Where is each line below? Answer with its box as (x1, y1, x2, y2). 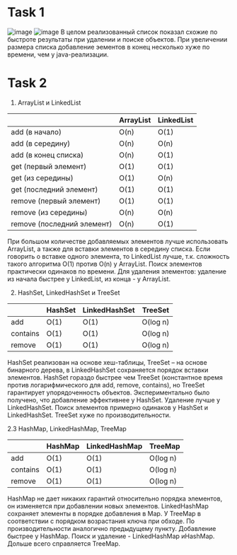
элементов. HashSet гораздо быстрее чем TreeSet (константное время (7, 373, 223, 382)
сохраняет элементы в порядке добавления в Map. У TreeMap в (7, 509, 202, 518)
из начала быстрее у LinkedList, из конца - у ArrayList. (7, 274, 171, 283)
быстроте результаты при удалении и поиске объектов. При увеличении (7, 35, 228, 43)
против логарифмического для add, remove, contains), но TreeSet (7, 380, 205, 389)
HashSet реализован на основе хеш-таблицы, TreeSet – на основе (7, 358, 207, 366)
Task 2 (7, 75, 47, 91)
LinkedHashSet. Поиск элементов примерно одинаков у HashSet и (7, 403, 209, 411)
